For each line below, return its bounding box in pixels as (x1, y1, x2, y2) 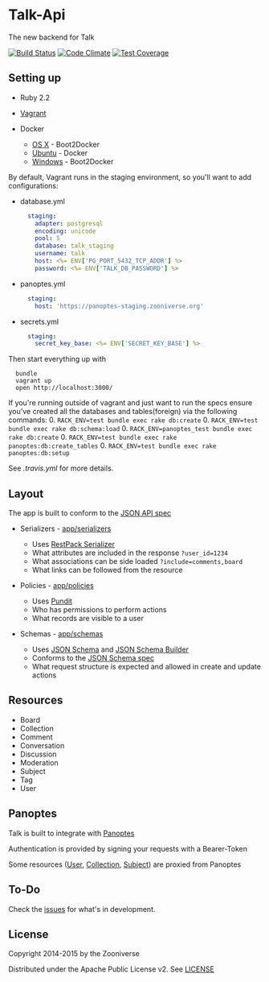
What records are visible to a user (31, 614, 145, 624)
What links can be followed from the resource (31, 566, 183, 575)
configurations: (8, 180, 59, 190)
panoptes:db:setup (8, 450, 70, 458)
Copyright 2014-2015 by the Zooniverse (8, 949, 141, 959)
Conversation (19, 740, 65, 750)
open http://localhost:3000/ (15, 384, 113, 392)
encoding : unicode (35, 227, 96, 235)
